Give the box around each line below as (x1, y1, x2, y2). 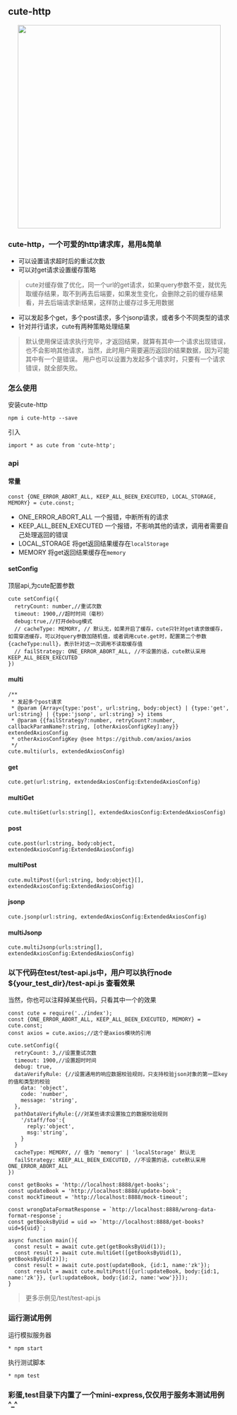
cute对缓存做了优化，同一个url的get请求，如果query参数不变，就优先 (25, 281, 227, 289)
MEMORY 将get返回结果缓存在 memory (18, 548, 126, 556)
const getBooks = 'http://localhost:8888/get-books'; (8, 1182, 170, 1189)
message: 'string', (20, 1097, 78, 1104)
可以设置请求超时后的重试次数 (18, 257, 105, 265)
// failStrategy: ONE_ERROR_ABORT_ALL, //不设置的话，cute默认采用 (14, 647, 207, 655)
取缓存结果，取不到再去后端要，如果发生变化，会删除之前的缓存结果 (25, 289, 224, 298)
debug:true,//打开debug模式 (14, 618, 92, 625)
